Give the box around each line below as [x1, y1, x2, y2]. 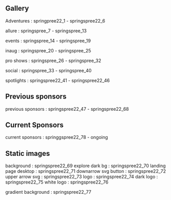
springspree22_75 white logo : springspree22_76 [5, 179, 109, 185]
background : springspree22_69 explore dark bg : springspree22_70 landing [5, 163, 166, 169]
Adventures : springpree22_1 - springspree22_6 [5, 17, 105, 24]
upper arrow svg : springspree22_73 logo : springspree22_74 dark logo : [5, 174, 158, 180]
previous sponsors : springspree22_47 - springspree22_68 [5, 106, 129, 112]
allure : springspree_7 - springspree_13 [5, 28, 87, 34]
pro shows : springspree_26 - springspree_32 [5, 57, 101, 64]
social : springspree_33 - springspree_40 [5, 67, 92, 73]
